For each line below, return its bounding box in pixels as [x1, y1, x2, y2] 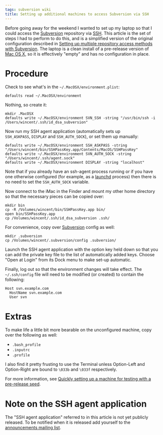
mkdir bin [5, 203, 25, 208]
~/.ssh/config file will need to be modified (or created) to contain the [5, 271, 144, 278]
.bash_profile [12, 342, 41, 347]
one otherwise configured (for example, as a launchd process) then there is [5, 174, 157, 180]
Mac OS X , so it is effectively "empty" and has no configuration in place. [5, 51, 150, 57]
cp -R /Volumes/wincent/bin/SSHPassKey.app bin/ [5, 208, 106, 212]
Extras [5, 311, 32, 322]
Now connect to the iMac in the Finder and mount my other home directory [5, 189, 155, 194]
